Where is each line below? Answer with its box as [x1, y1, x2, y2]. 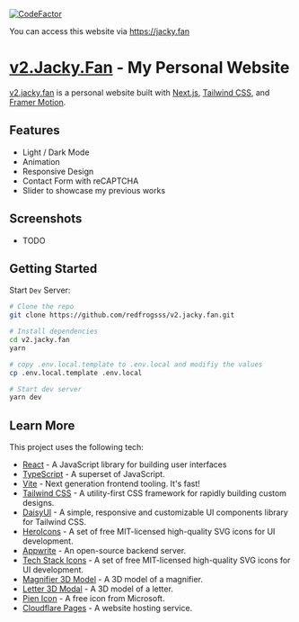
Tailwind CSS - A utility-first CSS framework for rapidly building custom [22, 488, 287, 499]
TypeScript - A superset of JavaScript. [22, 469, 165, 480]
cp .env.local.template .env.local [9, 368, 143, 377]
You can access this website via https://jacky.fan [9, 26, 190, 36]
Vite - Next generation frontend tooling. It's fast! [22, 478, 200, 490]
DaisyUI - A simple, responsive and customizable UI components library [22, 507, 289, 518]
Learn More [9, 418, 75, 433]
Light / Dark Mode [22, 147, 90, 158]
